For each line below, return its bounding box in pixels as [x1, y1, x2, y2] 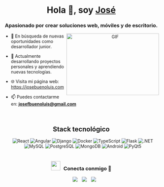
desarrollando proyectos [10, 59, 61, 65]
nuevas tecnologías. [10, 69, 52, 75]
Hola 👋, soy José [47, 4, 116, 16]
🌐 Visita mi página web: [10, 78, 59, 84]
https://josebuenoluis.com [10, 84, 64, 90]
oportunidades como [10, 38, 54, 44]
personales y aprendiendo [10, 64, 64, 70]
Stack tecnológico [52, 125, 110, 133]
